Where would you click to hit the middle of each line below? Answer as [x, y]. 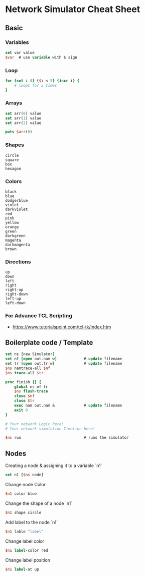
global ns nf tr [31, 387]
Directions [18, 262]
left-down [16, 303]
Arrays [14, 103]
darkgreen [16, 236]
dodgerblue [17, 200]
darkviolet [17, 209]
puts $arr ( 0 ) [19, 132]
